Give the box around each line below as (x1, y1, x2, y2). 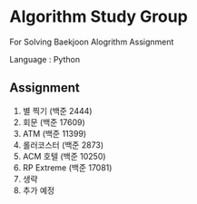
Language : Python (9, 53, 80, 64)
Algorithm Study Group (9, 6, 188, 27)
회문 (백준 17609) (22, 116, 85, 128)
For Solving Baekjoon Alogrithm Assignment (9, 36, 174, 47)
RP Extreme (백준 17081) (22, 161, 113, 173)
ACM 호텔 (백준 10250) (22, 151, 106, 161)
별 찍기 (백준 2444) (22, 105, 93, 116)
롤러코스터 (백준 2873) (22, 139, 104, 151)
